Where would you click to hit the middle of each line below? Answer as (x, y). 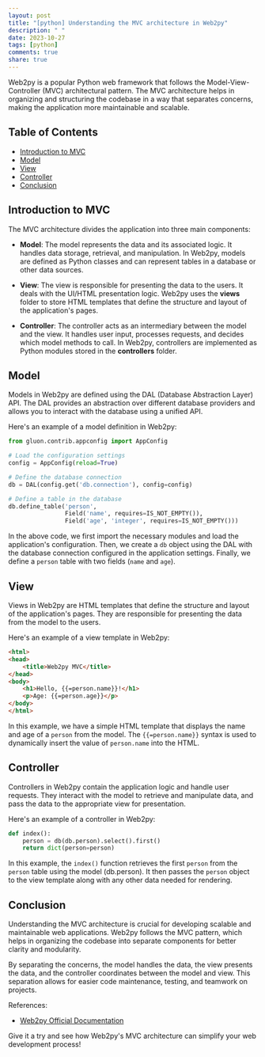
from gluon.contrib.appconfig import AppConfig (88, 441)
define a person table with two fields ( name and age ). (92, 561)
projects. (23, 990)
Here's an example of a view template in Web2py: (89, 637)
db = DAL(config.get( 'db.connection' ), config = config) (100, 485)
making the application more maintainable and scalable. (99, 107)
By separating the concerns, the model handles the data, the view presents (131, 965)
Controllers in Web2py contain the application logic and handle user (119, 787)
